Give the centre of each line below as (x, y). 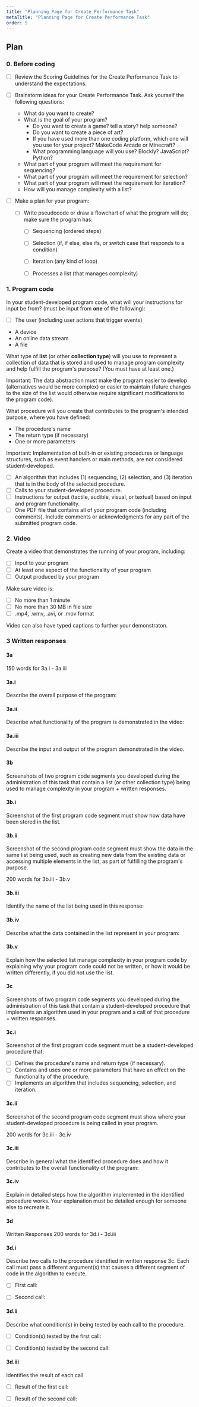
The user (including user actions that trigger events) (78, 320)
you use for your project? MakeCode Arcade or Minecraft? (104, 145)
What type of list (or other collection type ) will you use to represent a (91, 356)
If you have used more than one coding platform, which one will (110, 139)
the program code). (30, 399)
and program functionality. (47, 504)
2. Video (18, 539)
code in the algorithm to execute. (47, 1274)
